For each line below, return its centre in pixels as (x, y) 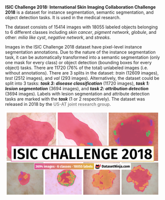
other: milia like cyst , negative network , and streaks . (58, 37)
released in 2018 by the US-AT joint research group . (58, 104)
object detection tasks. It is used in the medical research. (63, 17)
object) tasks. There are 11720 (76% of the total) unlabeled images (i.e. (77, 68)
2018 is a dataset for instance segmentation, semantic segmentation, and (79, 12)
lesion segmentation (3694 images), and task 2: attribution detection (77, 88)
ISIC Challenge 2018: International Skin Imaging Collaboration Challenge (81, 7)
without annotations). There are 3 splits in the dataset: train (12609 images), (82, 73)
